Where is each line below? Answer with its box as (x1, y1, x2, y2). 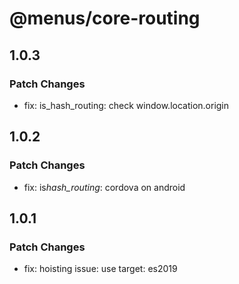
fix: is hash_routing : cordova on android (23, 181, 186, 193)
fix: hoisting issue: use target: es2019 (23, 263, 178, 275)
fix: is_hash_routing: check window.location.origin (23, 99, 230, 111)
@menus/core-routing (9, 7, 201, 30)
